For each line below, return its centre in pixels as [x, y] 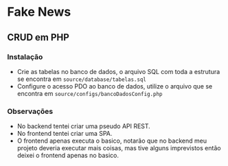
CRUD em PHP [38, 37]
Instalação [25, 57]
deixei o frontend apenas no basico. [68, 156]
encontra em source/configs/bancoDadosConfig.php [90, 93]
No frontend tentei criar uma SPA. [65, 134]
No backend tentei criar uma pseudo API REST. [84, 126]
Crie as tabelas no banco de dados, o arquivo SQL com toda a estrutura [118, 71]
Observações [30, 111]
